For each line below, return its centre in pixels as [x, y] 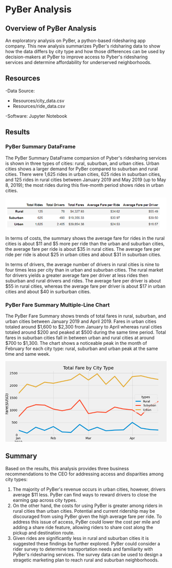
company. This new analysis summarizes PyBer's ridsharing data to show [83, 46]
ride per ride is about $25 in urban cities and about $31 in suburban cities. [83, 254]
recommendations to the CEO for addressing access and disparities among [84, 474]
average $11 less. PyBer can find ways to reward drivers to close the [85, 494]
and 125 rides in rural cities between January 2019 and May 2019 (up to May [86, 180]
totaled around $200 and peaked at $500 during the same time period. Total [86, 332]
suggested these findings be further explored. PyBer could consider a [86, 543]
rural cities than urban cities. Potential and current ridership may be [84, 511]
